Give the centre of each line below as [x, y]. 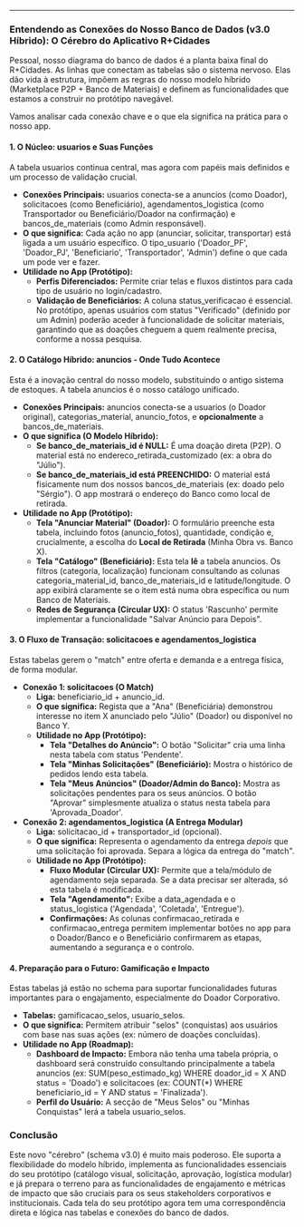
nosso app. [30, 126]
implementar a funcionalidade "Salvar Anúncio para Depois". [149, 618]
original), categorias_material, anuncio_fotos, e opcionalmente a [143, 416]
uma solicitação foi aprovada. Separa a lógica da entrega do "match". [165, 851]
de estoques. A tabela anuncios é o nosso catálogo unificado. [124, 389]
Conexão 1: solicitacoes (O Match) [88, 687]
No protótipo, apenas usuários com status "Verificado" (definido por [163, 310]
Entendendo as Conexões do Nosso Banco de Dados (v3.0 [140, 29]
